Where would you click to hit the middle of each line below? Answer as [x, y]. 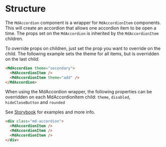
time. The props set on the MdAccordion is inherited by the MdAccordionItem [82, 33]
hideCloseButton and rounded [35, 102]
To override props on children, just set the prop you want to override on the [83, 48]
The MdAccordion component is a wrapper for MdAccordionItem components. [83, 23]
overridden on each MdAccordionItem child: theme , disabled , [68, 97]
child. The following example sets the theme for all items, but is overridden [82, 54]
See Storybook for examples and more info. [50, 112]
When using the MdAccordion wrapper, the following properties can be [78, 92]
